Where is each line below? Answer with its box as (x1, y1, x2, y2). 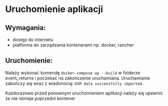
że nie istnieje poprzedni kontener (5, 95, 76, 101)
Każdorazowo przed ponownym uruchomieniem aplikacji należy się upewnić (5, 90, 163, 96)
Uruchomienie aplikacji (5, 3, 103, 15)
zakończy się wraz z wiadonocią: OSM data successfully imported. (5, 80, 144, 86)
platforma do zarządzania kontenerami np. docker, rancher (12, 42, 134, 48)
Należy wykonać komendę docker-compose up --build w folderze (5, 69, 140, 75)
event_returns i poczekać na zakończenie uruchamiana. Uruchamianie (5, 75, 150, 81)
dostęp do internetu (12, 36, 54, 42)
